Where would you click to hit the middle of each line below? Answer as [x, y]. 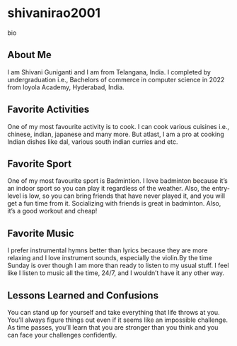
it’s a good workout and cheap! [52, 211]
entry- [221, 189]
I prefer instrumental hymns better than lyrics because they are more [108, 250]
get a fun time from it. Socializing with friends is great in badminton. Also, [114, 203]
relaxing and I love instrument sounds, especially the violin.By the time [110, 258]
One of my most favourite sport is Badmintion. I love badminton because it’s [117, 181]
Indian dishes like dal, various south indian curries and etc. [93, 141]
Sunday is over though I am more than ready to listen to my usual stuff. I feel [118, 266]
